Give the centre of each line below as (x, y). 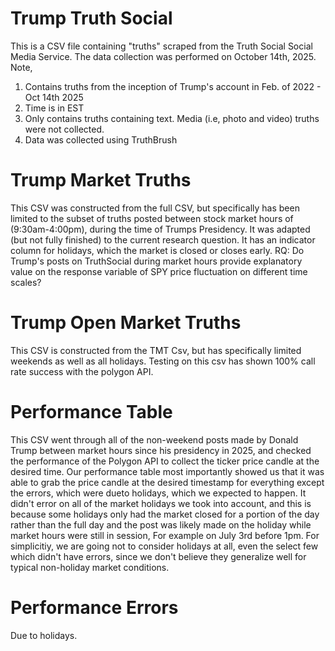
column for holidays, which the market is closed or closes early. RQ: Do (157, 250)
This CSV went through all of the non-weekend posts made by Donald (154, 439)
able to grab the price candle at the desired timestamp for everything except (167, 482)
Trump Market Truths (101, 180)
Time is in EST (54, 108)
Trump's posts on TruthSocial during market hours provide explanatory (156, 261)
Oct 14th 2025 (54, 97)
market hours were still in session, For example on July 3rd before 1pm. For (165, 535)
